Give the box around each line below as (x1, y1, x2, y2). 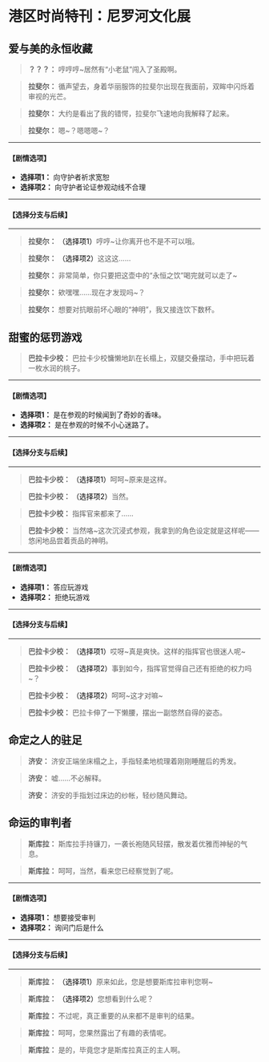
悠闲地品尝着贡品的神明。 (27, 535, 113, 545)
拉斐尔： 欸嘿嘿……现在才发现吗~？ (27, 288, 146, 298)
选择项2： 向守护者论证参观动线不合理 (19, 182, 147, 193)
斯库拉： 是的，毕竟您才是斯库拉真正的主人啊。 (27, 1045, 185, 1055)
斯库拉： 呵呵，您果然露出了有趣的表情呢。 (27, 1028, 171, 1038)
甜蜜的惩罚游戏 (8, 330, 82, 344)
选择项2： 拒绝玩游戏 (19, 592, 90, 602)
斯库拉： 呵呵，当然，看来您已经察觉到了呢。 (27, 865, 178, 875)
